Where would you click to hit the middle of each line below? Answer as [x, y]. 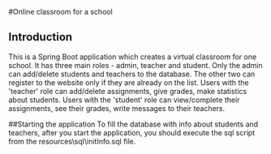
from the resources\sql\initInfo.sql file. [72, 141]
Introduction [41, 37]
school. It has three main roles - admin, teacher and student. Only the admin [135, 65]
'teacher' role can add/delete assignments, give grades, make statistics [128, 91]
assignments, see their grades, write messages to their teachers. [117, 108]
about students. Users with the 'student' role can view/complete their [124, 100]
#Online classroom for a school [61, 12]
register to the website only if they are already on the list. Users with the [129, 82]
